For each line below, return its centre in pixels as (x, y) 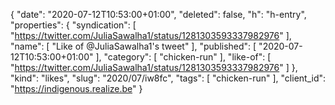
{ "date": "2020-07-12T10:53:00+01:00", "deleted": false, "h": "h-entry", (158, 14)
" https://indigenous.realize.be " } (76, 88)
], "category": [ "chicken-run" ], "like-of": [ (183, 57)
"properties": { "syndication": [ (73, 25)
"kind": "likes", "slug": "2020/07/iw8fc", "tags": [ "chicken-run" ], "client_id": (168, 78)
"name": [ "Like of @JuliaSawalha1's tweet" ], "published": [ (133, 46)
